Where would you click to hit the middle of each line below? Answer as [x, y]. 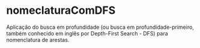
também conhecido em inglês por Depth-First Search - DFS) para [87, 33]
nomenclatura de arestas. [38, 40]
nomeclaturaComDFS [61, 10]
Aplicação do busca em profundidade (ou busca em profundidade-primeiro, [100, 27]
